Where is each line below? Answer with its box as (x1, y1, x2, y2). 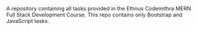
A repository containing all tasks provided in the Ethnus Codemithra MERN (6, 5, 192, 12)
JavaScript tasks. (6, 18, 50, 24)
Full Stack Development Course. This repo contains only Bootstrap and (6, 11, 182, 18)
